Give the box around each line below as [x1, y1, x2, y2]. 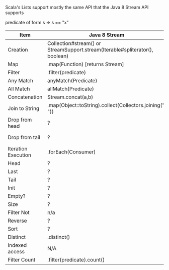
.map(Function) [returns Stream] [47, 61, 124, 68]
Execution [8, 151, 32, 158]
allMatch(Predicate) [47, 85, 95, 92]
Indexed [8, 242, 27, 249]
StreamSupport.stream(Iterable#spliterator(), [47, 46, 153, 53]
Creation [8, 46, 29, 53]
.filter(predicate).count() [47, 256, 105, 263]
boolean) [47, 52, 69, 60]
